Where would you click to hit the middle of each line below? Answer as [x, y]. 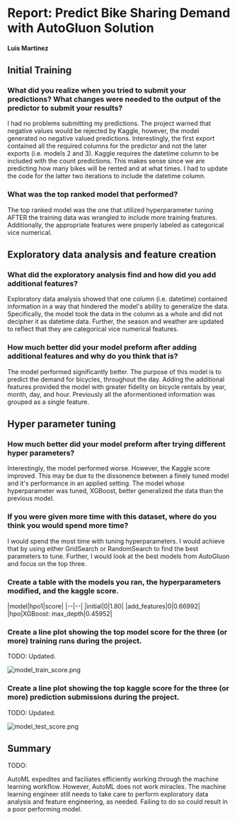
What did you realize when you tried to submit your [97, 91]
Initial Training [40, 70]
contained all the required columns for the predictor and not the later [107, 146]
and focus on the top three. [47, 563]
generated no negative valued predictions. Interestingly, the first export [111, 139]
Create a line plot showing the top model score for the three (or [117, 632]
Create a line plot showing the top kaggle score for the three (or [118, 688]
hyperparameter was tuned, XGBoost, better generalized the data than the [116, 491]
